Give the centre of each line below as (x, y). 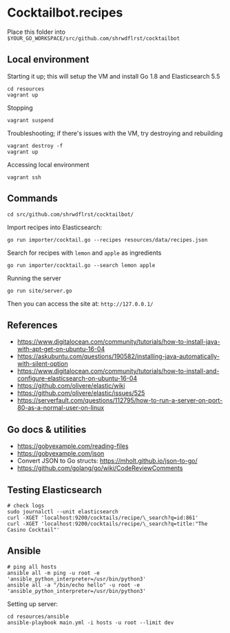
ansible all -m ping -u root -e (53, 573)
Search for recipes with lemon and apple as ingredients (84, 253)
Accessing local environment (48, 164)
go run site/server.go (40, 291)
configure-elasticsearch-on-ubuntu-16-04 (77, 378)
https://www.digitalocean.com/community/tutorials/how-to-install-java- (118, 342)
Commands (33, 198)
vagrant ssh (24, 177)
